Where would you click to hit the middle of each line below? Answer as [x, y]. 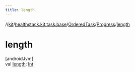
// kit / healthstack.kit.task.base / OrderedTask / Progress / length [67, 24]
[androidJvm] [19, 58]
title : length [20, 10]
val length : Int [19, 64]
